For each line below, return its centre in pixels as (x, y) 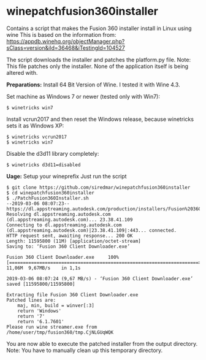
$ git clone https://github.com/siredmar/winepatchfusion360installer (98, 187)
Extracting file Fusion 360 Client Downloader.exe (72, 295)
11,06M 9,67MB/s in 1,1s (44, 268)
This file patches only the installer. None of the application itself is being (97, 66)
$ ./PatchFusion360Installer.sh (48, 198)
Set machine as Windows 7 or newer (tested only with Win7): (83, 96)
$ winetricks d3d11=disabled (44, 165)
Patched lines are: (31, 300)
